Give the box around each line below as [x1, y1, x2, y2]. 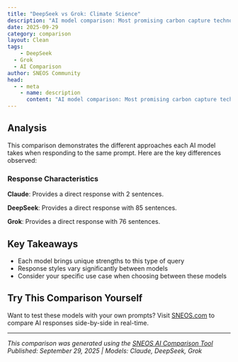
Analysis [7, 122, 47, 135]
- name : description [20, 89, 81, 96]
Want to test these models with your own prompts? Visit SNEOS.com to [7, 311, 215, 319]
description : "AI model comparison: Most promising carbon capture [7, 17, 211, 24]
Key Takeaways [7, 238, 79, 250]
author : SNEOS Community [7, 69, 81, 77]
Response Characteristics [7, 174, 99, 183]
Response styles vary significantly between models [17, 264, 169, 273]
